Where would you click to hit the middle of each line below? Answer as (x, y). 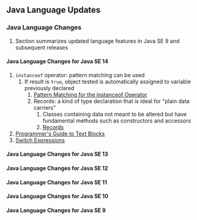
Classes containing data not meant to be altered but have (115, 114)
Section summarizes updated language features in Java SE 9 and (97, 41)
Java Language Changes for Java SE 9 (56, 210)
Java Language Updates (54, 10)
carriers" (45, 107)
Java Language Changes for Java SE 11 (57, 182)
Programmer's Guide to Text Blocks (60, 134)
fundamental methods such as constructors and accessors (117, 120)
